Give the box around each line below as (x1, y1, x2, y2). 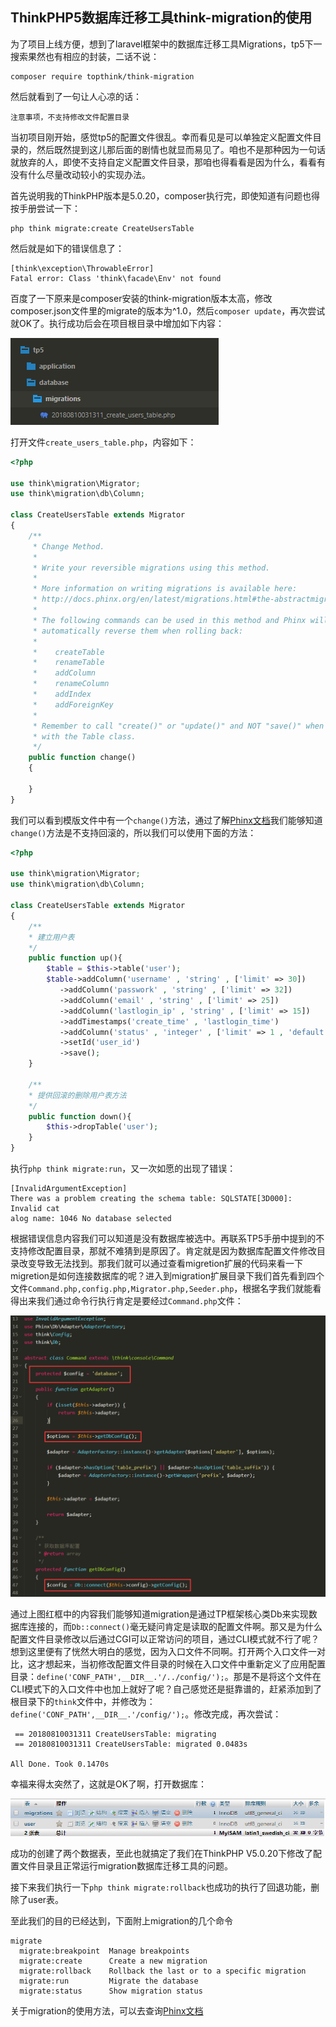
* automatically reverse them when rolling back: (32, 626, 244, 636)
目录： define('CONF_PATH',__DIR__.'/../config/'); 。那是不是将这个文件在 (10, 1670, 322, 1682)
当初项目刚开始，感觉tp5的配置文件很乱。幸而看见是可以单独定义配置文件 (10, 131, 313, 143)
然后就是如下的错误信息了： (10, 242, 125, 254)
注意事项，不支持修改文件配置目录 (10, 112, 130, 122)
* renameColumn (32, 679, 110, 689)
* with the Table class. (32, 731, 137, 742)
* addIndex (32, 689, 92, 700)
